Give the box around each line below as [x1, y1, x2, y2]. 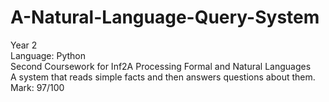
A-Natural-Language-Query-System [10, 6, 320, 29]
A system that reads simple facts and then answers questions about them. [10, 71, 316, 83]
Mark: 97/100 [10, 81, 65, 93]
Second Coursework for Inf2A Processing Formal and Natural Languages [10, 60, 312, 72]
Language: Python [10, 49, 87, 61]
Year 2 [10, 39, 38, 51]
